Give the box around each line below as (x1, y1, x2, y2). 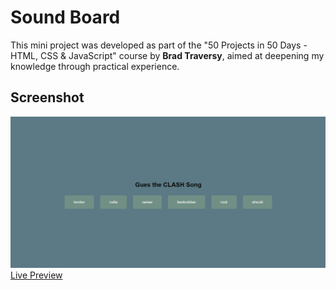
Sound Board (10, 6, 121, 29)
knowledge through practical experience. (10, 60, 180, 72)
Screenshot (10, 89, 85, 106)
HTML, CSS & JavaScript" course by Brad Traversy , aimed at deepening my (10, 49, 325, 61)
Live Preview (10, 269, 63, 281)
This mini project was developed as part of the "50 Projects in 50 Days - (10, 39, 308, 51)
